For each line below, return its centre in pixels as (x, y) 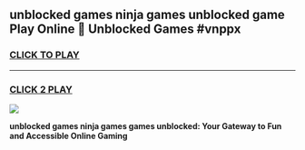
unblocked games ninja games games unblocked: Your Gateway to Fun (146, 125)
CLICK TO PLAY (44, 55)
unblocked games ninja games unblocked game (148, 15)
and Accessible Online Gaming (69, 135)
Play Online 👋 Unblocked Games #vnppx (125, 30)
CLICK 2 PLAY (41, 89)
